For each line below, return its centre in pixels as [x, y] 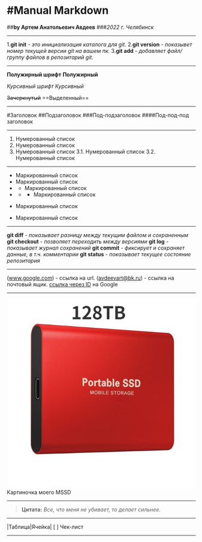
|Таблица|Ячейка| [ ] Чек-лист [45, 526]
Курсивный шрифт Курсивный [46, 86]
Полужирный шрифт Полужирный [52, 74]
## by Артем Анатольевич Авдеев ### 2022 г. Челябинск [80, 27]
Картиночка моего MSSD [39, 492]
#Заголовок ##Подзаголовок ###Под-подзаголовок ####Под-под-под [98, 115]
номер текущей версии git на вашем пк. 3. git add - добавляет [87, 51]
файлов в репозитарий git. [59, 57]
